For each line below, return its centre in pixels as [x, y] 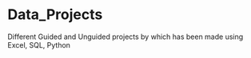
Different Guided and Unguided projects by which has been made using [125, 37]
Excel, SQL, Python [39, 44]
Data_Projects [55, 15]
